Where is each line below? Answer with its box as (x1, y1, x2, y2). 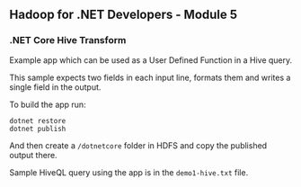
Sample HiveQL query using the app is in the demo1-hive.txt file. (9, 166, 249, 178)
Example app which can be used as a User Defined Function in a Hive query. (9, 54, 293, 66)
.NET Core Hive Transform (9, 34, 127, 47)
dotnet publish (9, 124, 66, 133)
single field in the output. (9, 81, 102, 93)
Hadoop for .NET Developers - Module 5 (9, 7, 238, 22)
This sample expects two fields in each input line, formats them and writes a (9, 72, 291, 83)
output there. (9, 149, 58, 160)
